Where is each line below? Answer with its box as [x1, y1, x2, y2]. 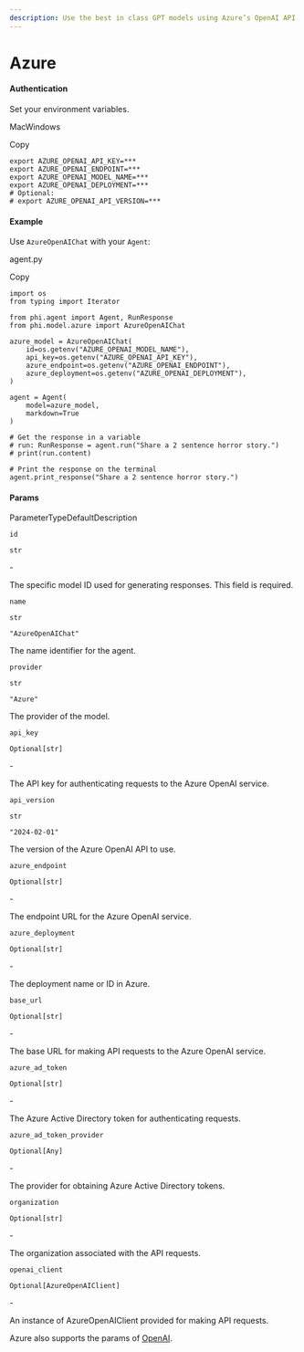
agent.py [9, 254, 43, 265]
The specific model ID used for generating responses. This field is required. [9, 580, 294, 591]
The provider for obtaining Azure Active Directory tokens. [9, 1180, 225, 1191]
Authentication [9, 83, 68, 94]
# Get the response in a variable [9, 433, 142, 443]
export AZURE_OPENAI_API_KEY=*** [9, 157, 137, 166]
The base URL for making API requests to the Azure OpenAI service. [9, 1046, 267, 1057]
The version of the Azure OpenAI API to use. [9, 844, 176, 854]
